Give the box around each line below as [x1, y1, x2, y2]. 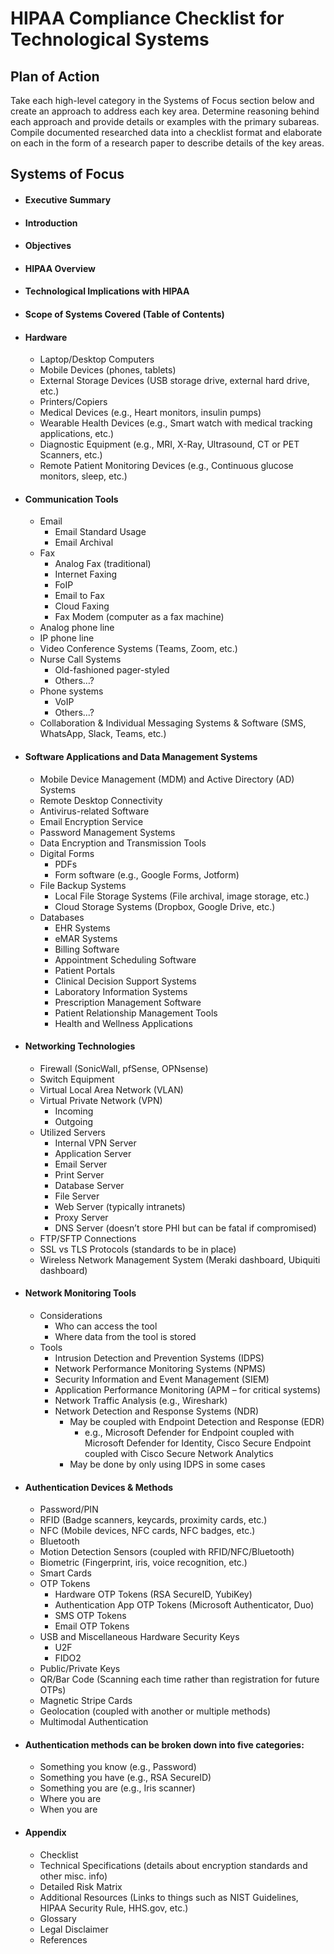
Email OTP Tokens [54, 1620, 130, 1632]
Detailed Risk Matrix [39, 1880, 123, 1892]
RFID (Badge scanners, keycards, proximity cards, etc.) [39, 1514, 268, 1526]
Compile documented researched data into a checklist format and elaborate [10, 127, 323, 138]
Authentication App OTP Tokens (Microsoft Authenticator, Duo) [54, 1599, 315, 1611]
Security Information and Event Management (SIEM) [54, 1373, 270, 1385]
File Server [54, 1190, 100, 1202]
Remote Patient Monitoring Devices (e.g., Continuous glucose [39, 460, 294, 472]
